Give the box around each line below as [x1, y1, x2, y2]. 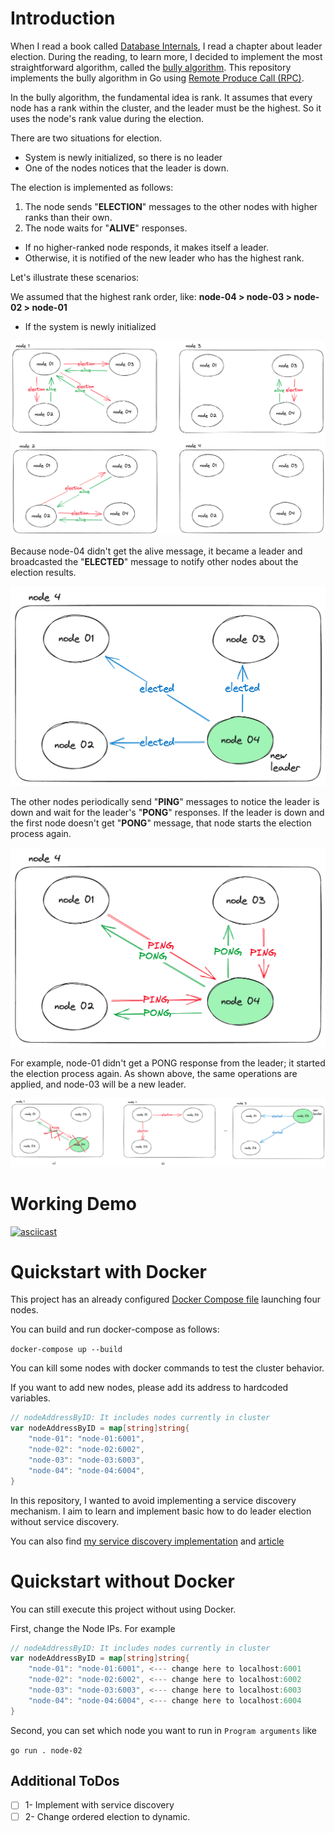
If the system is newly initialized [24, 320, 157, 332]
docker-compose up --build [10, 1345, 123, 1355]
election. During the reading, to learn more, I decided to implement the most [10, 50, 323, 62]
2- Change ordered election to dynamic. [24, 1810, 191, 1822]
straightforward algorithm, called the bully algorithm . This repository [10, 61, 292, 73]
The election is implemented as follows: [10, 181, 174, 193]
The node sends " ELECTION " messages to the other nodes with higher [24, 200, 318, 212]
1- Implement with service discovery [24, 1799, 175, 1811]
